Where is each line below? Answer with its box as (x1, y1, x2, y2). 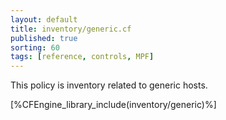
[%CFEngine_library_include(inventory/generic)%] (10, 99, 217, 111)
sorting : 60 (10, 42, 60, 53)
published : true (10, 33, 78, 43)
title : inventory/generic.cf (10, 24, 132, 34)
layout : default (10, 14, 78, 25)
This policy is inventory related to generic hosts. (10, 79, 208, 91)
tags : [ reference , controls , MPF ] (10, 52, 155, 62)
